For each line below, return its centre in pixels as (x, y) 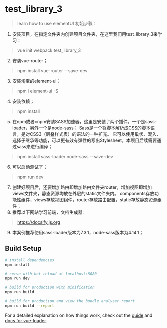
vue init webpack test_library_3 (49, 50)
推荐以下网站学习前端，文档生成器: (48, 212)
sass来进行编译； (35, 146)
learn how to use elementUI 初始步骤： (57, 23)
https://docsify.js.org (39, 222)
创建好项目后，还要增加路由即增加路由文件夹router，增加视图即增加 (82, 187)
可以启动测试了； (30, 167)
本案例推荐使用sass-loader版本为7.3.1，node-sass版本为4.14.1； (78, 232)
